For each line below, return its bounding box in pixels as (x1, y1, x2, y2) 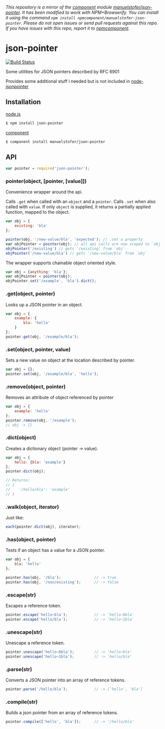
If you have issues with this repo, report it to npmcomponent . (5, 25, 130, 31)
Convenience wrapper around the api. (5, 189, 83, 195)
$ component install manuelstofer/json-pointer (5, 139, 106, 144)
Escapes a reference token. (5, 603, 62, 608)
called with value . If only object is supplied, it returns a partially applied (5, 204, 151, 210)
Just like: (5, 515, 24, 521)
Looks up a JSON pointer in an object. (5, 302, 83, 307)
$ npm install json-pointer (5, 121, 64, 125)
